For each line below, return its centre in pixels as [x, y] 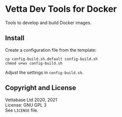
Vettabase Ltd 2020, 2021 [31, 100]
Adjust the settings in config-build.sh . [44, 72]
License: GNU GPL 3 [26, 105]
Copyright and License [41, 88]
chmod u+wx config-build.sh [34, 63]
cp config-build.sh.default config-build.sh [51, 59]
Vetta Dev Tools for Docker [61, 9]
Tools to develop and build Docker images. [48, 23]
